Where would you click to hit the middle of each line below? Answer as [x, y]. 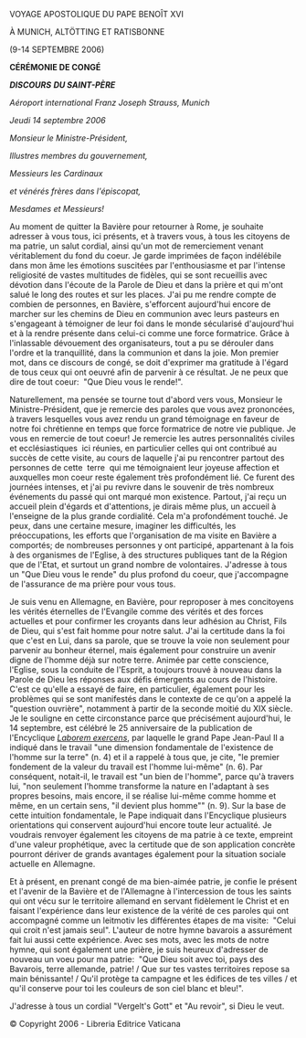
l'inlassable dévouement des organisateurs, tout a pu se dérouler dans [142, 343]
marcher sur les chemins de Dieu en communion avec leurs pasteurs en [145, 314]
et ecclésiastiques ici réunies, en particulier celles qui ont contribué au [143, 448]
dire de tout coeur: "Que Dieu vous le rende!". [96, 382]
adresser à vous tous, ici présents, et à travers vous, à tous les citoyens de [150, 236]
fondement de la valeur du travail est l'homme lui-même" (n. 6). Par [136, 767]
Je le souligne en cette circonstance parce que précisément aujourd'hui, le [150, 718]
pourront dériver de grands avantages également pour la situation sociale [148, 854]
